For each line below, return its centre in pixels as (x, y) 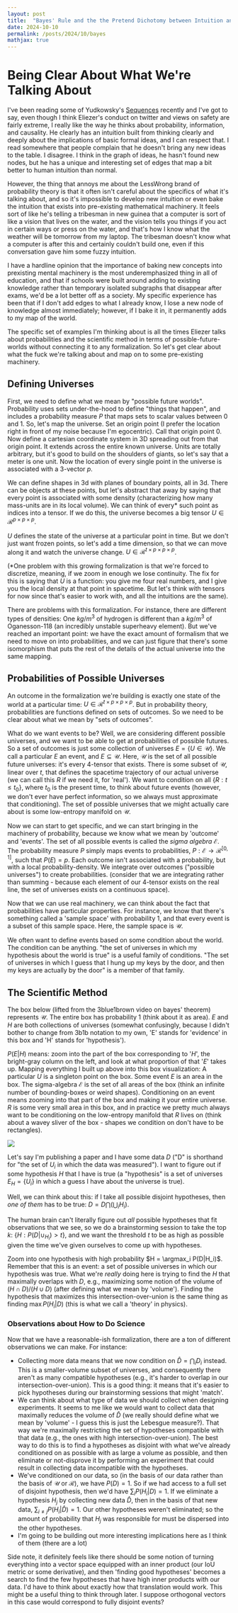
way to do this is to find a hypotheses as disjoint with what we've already (124, 1445)
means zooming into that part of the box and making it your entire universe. (117, 1100)
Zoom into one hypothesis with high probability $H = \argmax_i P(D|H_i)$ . (115, 1259)
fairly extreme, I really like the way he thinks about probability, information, (116, 125)
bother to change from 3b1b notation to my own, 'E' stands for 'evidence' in (118, 1033)
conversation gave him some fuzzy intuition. (72, 251)
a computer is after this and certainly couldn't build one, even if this (106, 244)
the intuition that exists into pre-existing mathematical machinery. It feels (113, 207)
